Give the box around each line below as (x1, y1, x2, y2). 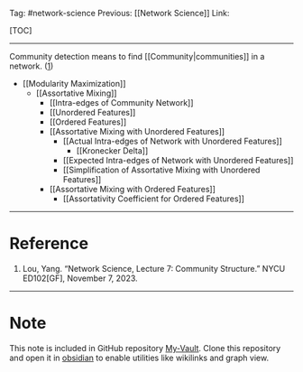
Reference (9, 234, 88, 254)
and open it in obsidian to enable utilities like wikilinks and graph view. (9, 352, 269, 363)
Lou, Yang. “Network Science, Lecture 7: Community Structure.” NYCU (22, 263, 286, 274)
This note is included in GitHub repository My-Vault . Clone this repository (9, 342, 281, 353)
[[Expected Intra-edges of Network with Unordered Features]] (62, 155, 294, 165)
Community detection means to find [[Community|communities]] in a (9, 51, 265, 61)
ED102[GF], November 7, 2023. (22, 273, 138, 284)
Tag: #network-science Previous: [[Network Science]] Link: (9, 8, 230, 18)
